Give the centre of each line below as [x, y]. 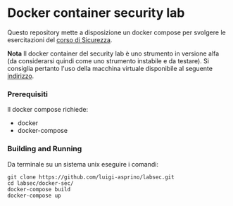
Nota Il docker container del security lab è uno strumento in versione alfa [113, 53]
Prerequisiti [27, 94]
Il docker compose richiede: [48, 110]
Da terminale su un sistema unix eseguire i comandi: [83, 164]
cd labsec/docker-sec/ [40, 183]
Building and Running [45, 149]
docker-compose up [34, 195]
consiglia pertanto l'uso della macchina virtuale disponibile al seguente [110, 68]
